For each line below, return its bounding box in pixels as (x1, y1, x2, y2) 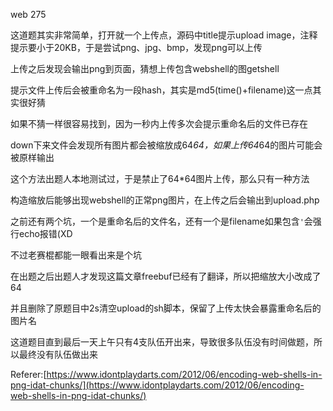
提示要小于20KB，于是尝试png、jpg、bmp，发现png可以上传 (10, 42, 263, 53)
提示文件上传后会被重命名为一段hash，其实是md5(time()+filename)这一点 (10, 84, 313, 96)
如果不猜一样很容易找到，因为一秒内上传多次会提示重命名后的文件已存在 (10, 118, 308, 129)
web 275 (10, 9, 47, 20)
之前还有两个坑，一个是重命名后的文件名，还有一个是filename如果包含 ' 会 (10, 215, 313, 227)
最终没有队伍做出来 (18, 349, 98, 360)
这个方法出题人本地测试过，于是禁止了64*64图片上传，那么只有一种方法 (10, 173, 310, 184)
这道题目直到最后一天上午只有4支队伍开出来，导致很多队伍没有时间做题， (10, 336, 315, 348)
